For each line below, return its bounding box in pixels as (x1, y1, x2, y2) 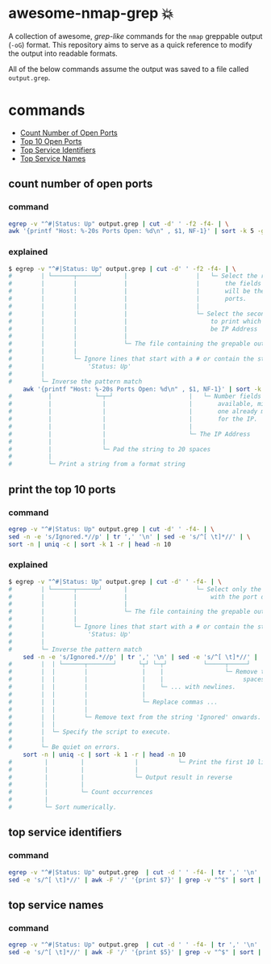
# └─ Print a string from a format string (8, 460, 186, 468)
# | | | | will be (8, 287, 251, 295)
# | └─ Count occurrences (8, 789, 153, 797)
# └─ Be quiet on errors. (8, 743, 121, 751)
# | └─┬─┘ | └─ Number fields (8, 392, 262, 400)
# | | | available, (8, 400, 254, 408)
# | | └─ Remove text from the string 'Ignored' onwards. (8, 712, 262, 721)
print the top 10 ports (8, 482, 116, 497)
